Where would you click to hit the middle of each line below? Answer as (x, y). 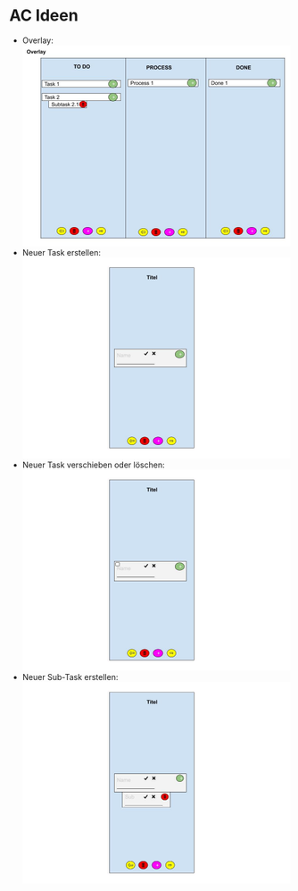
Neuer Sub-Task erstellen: (70, 677)
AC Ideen (44, 16)
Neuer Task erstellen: (61, 253)
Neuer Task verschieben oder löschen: (93, 465)
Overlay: (37, 40)
